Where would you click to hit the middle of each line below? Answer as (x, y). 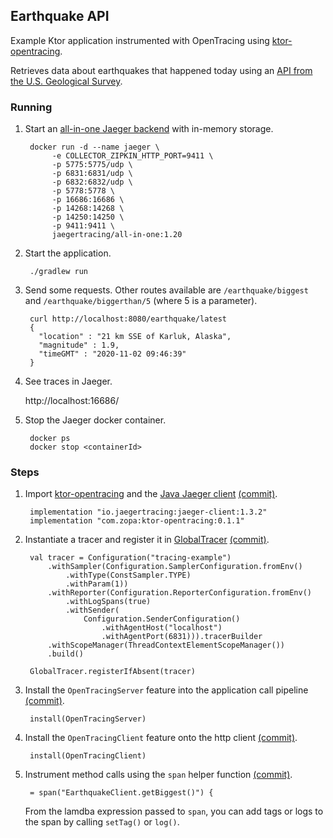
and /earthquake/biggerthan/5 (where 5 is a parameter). (141, 301)
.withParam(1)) (97, 584)
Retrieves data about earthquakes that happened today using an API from (161, 70)
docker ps (50, 439)
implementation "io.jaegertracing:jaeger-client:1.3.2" (148, 512)
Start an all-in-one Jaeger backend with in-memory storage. (149, 129)
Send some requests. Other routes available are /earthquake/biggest (166, 290)
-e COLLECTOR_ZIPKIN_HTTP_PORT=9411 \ (132, 156)
